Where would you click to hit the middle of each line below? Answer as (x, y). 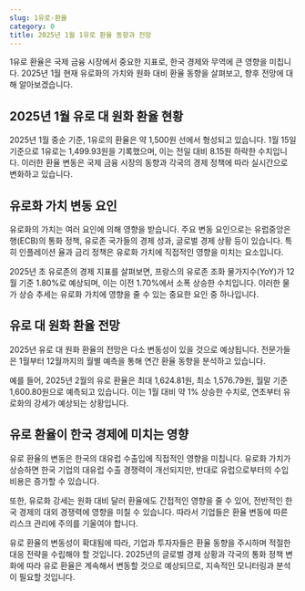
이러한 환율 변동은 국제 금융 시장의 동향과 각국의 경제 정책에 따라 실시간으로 (155, 163)
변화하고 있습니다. (41, 174)
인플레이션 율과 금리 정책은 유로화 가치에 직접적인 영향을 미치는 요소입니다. (151, 252)
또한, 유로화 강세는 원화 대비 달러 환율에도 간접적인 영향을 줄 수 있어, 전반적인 (147, 500)
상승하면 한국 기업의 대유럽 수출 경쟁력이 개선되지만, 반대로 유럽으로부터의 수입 (149, 470)
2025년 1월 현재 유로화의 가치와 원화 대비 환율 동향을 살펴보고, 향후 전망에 (152, 73)
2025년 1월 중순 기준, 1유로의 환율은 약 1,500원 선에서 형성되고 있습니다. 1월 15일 (153, 140)
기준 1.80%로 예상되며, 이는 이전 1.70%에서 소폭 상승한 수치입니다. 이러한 (149, 283)
